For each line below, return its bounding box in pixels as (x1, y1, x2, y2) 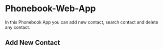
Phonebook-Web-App (5, 3, 96, 14)
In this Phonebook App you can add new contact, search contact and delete (5, 19, 158, 25)
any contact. (5, 24, 30, 30)
